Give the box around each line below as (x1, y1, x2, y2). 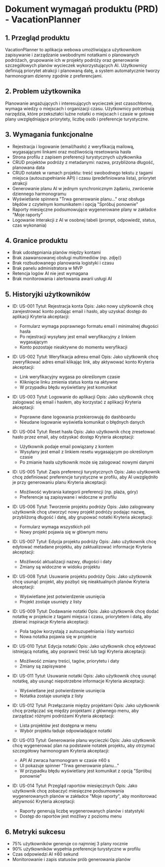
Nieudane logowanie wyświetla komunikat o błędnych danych (19, 419, 145, 425)
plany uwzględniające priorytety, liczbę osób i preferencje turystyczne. (5, 116, 149, 122)
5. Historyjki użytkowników (5, 290, 91, 298)
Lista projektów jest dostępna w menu (19, 722, 97, 729)
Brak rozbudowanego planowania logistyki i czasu (12, 260, 114, 266)
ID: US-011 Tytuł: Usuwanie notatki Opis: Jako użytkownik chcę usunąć (12, 673, 157, 679)
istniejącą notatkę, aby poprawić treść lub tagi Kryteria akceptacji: (12, 648, 147, 655)
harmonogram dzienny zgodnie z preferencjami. (5, 73, 103, 79)
